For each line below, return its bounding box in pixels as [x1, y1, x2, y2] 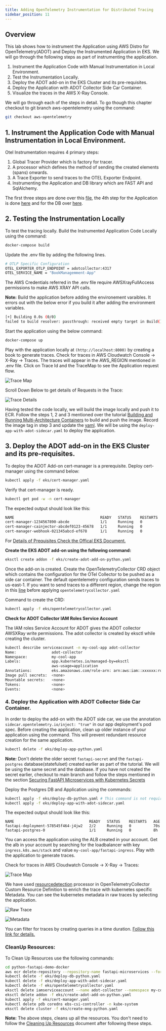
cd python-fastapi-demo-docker [5, 964, 70, 969]
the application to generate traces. [5, 853, 76, 859]
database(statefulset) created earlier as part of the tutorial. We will [24, 761, 160, 767]
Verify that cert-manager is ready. [5, 486, 74, 492]
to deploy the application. [64, 427, 116, 433]
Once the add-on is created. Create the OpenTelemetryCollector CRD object [5, 566, 160, 572]
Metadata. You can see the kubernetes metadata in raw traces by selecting [5, 892, 158, 898]
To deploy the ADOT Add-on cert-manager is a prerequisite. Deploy [5, 463, 143, 469]
